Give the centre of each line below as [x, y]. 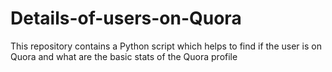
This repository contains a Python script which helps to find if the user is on [166, 46]
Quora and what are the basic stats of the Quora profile [124, 56]
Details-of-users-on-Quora [126, 18]
